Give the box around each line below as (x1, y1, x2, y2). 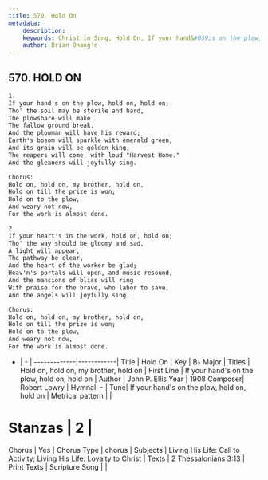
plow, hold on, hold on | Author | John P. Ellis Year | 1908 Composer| (19, 374, 245, 384)
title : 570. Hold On (8, 11, 77, 20)
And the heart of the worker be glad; (8, 262, 137, 270)
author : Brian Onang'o (22, 41, 98, 49)
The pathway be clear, (8, 254, 84, 262)
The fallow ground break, (8, 121, 94, 130)
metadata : (8, 19, 41, 27)
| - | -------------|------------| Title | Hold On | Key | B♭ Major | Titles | (19, 356, 250, 367)
